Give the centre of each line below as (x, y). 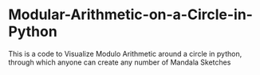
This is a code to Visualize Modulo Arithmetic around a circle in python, (125, 53)
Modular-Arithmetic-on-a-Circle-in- (131, 15)
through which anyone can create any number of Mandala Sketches (120, 62)
